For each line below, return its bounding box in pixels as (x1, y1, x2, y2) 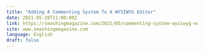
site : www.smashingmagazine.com (6, 26, 88, 32)
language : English (6, 32, 53, 38)
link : (6, 20, 20, 26)
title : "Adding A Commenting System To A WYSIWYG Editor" (6, 9, 156, 15)
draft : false (6, 37, 39, 43)
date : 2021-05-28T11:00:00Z (6, 15, 78, 21)
